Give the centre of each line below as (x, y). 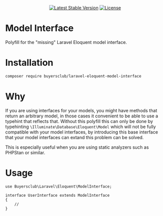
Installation (29, 63)
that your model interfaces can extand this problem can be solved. (75, 137)
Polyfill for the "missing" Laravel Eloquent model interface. (66, 42)
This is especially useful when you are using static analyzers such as (77, 147)
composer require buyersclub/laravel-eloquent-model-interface (73, 76)
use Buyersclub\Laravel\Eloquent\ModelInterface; (59, 186)
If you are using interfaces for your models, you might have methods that (81, 110)
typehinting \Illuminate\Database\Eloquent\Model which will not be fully (80, 126)
